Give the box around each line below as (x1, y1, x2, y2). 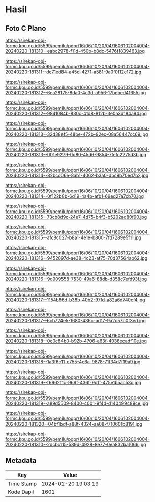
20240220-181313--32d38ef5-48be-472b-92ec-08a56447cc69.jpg (5, 131, 148, 137)
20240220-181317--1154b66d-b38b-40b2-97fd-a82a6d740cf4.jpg (5, 297, 145, 303)
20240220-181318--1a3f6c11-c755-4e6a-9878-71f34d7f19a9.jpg (5, 359, 141, 365)
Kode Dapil (8, 488, 34, 495)
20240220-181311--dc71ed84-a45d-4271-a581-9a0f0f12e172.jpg (5, 69, 141, 75)
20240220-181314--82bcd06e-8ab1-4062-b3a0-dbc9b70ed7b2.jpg (5, 172, 149, 178)
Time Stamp (8, 480, 37, 487)
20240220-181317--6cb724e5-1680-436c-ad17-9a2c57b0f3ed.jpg (5, 318, 146, 323)
